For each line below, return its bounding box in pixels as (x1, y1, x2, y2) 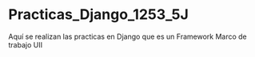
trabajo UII (8, 40, 42, 49)
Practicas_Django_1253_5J (8, 6, 189, 24)
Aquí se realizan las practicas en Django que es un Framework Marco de (8, 32, 248, 41)
